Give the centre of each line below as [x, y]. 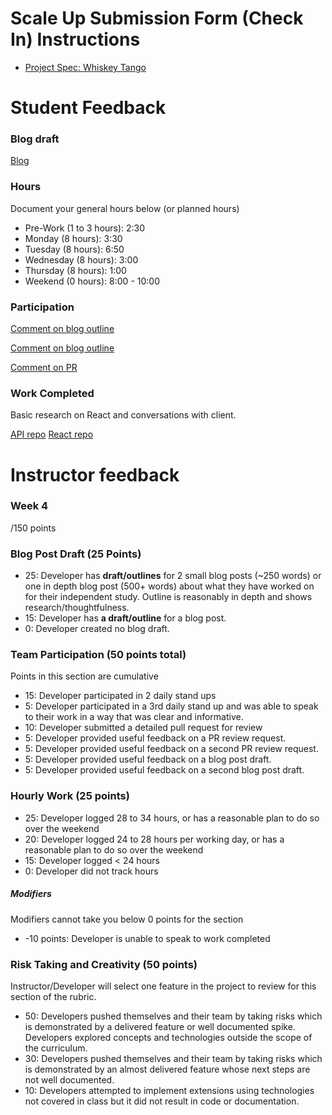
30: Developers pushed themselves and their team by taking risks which [173, 1058]
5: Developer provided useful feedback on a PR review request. [155, 738]
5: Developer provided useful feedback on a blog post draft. [148, 759]
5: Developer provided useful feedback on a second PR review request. [171, 749]
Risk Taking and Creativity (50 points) [104, 964]
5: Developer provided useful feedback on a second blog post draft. [164, 770]
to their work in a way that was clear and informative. [134, 717]
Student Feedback [88, 108]
